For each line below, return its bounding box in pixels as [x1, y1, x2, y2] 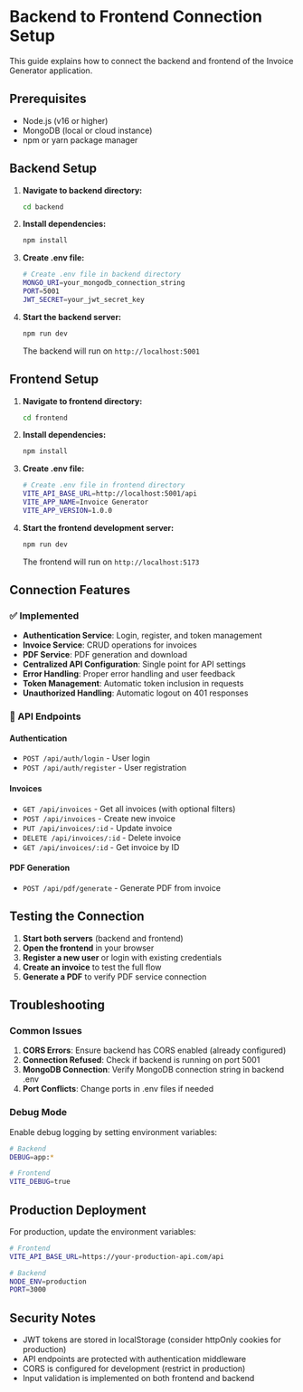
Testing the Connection [9, 909, 145, 924]
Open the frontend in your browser [22, 942, 155, 953]
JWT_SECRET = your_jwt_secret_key [22, 295, 145, 304]
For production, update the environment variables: [9, 1226, 196, 1236]
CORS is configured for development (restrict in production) [22, 1363, 246, 1374]
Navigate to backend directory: [22, 185, 143, 195]
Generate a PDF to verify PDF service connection [22, 971, 207, 982]
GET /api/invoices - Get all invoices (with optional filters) [22, 803, 236, 814]
